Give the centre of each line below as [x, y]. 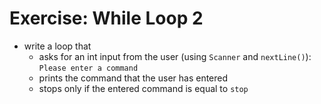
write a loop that [57, 46]
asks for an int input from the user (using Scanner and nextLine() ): [175, 56]
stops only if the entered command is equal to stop [143, 88]
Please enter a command [88, 68]
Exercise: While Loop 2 [106, 18]
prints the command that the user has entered [133, 78]
